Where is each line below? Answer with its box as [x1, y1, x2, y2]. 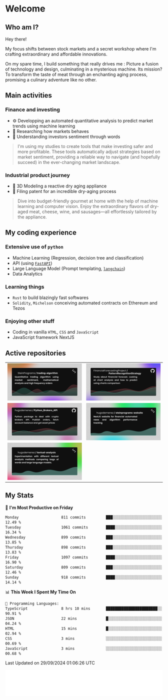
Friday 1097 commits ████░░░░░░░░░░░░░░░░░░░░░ [5, 554, 162, 560]
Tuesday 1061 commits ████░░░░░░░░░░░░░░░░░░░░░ [5, 524, 162, 530]
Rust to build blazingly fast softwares [12, 294, 89, 300]
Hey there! [5, 36, 27, 42]
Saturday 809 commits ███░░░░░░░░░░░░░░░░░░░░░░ [5, 564, 162, 570]
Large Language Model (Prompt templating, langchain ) [12, 265, 125, 271]
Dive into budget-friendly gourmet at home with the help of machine [17, 198, 158, 204]
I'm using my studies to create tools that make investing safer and [17, 143, 153, 149]
